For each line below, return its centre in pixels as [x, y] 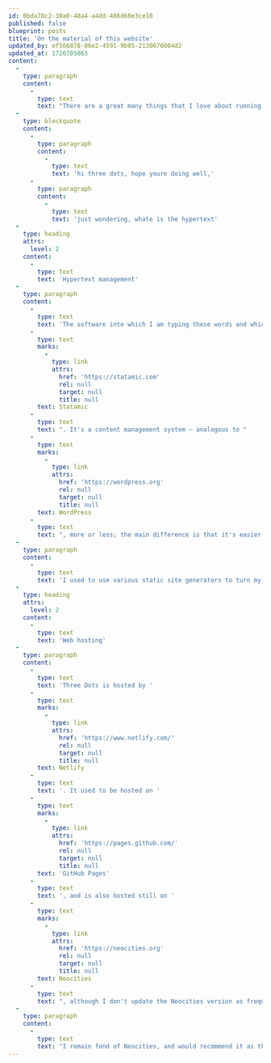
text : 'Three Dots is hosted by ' [95, 685]
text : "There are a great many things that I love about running [150, 106]
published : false [38, 23]
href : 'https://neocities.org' [111, 949]
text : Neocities [65, 978]
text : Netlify [61, 768]
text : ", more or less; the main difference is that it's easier [150, 535]
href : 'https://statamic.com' [110, 377]
